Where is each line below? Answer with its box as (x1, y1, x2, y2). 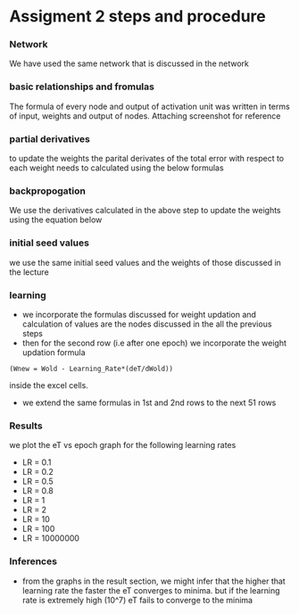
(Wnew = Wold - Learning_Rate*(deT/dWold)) (9, 364, 174, 373)
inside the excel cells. (9, 379, 89, 390)
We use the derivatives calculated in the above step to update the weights (9, 205, 281, 216)
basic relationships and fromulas (9, 80, 154, 93)
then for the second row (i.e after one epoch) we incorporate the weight (21, 337, 287, 348)
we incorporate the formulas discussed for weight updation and (21, 309, 257, 319)
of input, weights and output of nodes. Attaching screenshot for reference (9, 110, 281, 121)
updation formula (21, 346, 87, 358)
